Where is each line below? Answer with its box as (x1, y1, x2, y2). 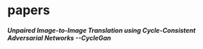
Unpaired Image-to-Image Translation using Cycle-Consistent (7, 26, 196, 34)
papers (7, 2, 50, 18)
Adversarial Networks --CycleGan (7, 33, 111, 42)
